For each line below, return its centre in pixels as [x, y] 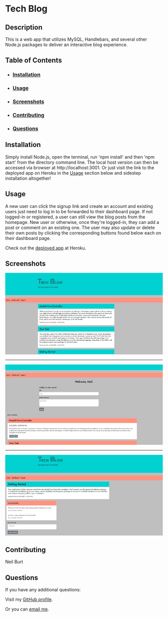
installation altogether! [28, 178]
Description [24, 27]
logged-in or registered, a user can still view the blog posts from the [75, 217]
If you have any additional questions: [43, 590]
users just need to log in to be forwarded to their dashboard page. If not [79, 211]
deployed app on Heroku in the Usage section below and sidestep [73, 173]
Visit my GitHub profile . [29, 599]
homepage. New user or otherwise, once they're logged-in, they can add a [82, 222]
